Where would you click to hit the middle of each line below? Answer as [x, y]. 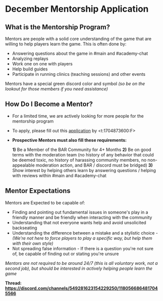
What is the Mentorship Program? [58, 27]
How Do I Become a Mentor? [49, 104]
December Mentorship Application [77, 9]
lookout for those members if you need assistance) [57, 89]
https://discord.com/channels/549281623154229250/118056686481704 [81, 288]
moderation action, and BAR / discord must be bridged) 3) [94, 165]
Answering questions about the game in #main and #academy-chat [80, 53]
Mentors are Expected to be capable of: [45, 203]
